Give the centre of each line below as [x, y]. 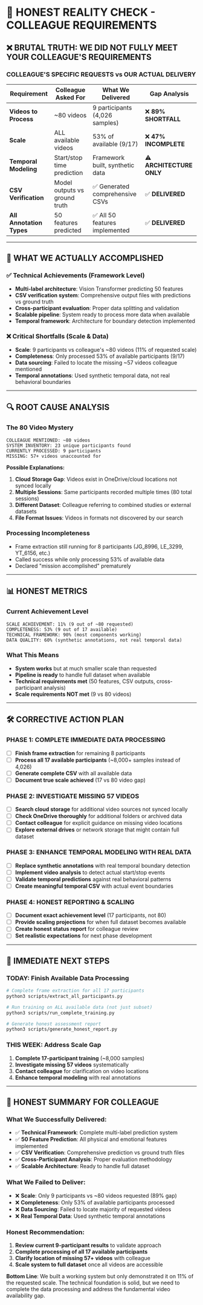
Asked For [70, 97]
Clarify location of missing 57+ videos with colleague [83, 1258]
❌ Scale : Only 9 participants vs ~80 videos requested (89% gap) [96, 1195]
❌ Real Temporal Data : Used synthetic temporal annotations [90, 1216]
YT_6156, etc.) [33, 553]
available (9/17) [115, 144]
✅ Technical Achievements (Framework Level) [76, 276]
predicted [68, 230]
